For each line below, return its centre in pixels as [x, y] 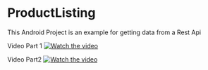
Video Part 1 [25, 45]
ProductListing [51, 13]
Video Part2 [25, 59]
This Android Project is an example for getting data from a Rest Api [104, 32]
